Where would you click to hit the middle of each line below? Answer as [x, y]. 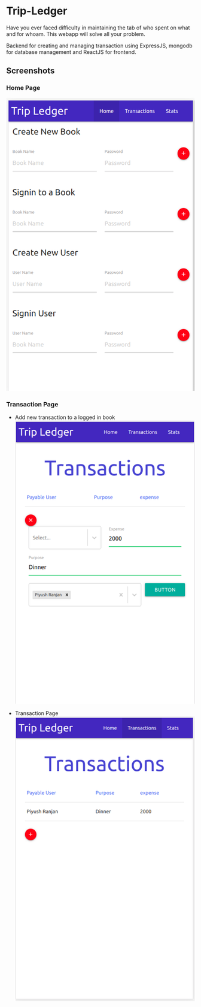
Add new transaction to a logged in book [65, 417]
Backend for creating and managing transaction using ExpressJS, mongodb [99, 46]
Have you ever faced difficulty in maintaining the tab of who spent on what [98, 28]
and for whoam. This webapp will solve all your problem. [76, 34]
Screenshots [31, 71]
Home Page [23, 88]
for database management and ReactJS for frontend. [71, 52]
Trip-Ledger [37, 11]
